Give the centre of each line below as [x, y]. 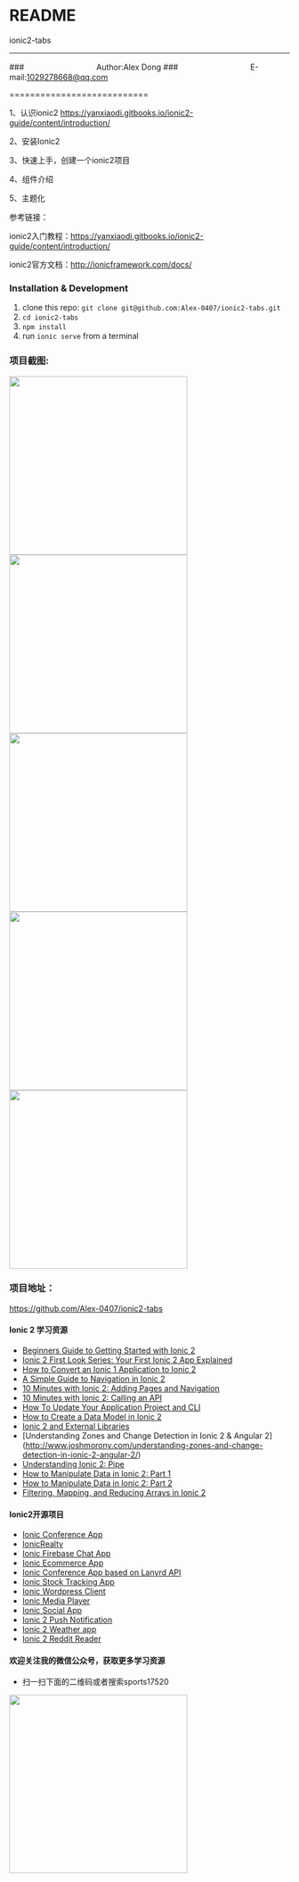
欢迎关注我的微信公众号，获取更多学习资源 [87, 1660]
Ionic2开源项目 [37, 1514]
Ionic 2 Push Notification [67, 1620]
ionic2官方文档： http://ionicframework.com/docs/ [101, 264]
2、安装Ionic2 [35, 141]
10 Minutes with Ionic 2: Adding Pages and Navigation [121, 1389]
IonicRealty [43, 1544]
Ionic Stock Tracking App [69, 1582]
